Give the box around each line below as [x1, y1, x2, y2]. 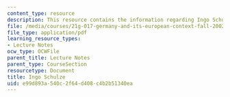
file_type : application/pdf [7, 29, 88, 36]
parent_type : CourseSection [7, 61, 88, 68]
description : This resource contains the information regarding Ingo [7, 16, 210, 23]
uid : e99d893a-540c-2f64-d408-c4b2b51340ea [7, 80, 133, 87]
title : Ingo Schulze [7, 73, 66, 81]
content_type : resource [7, 10, 75, 17]
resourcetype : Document [7, 67, 75, 74]
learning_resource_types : [7, 36, 81, 42]
